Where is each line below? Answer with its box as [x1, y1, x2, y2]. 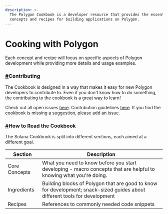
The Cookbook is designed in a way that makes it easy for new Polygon [5, 84, 152, 90]
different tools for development [42, 192, 115, 199]
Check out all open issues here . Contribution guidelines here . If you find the [5, 104, 161, 110]
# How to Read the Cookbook [5, 122, 76, 129]
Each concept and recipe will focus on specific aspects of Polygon [5, 55, 142, 61]
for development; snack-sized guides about [42, 186, 145, 193]
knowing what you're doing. [42, 171, 107, 178]
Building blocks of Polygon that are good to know [42, 180, 157, 187]
